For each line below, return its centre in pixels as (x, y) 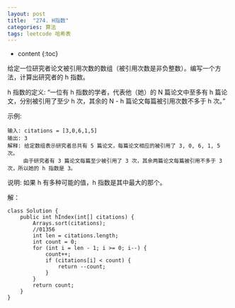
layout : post (27, 14)
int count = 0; (55, 242)
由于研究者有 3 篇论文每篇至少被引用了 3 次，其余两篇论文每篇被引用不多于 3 (123, 161)
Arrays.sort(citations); (69, 224)
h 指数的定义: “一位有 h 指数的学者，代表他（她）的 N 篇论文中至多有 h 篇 (114, 92)
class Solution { (33, 211)
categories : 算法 (32, 27)
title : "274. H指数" (38, 21)
